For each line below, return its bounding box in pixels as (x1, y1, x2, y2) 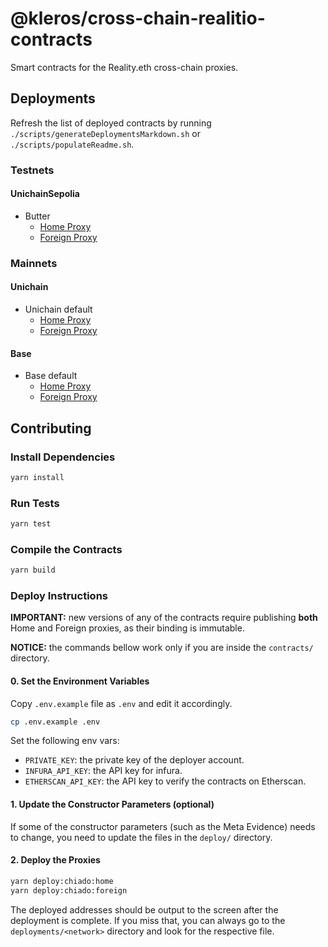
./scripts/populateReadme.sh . (10, 138, 135, 150)
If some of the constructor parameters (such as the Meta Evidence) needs (10, 820, 316, 832)
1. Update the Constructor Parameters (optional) (10, 798, 215, 811)
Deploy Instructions (10, 589, 108, 603)
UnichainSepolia (10, 188, 80, 200)
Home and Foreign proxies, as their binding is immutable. (10, 622, 245, 634)
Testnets (10, 163, 55, 177)
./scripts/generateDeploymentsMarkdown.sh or (10, 127, 201, 139)
